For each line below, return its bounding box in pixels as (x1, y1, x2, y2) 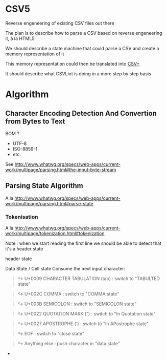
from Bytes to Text (5, 117, 65, 125)
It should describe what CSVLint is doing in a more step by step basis (5, 70, 152, 77)
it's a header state (5, 246, 43, 252)
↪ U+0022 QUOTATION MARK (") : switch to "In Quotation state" (17, 311, 156, 317)
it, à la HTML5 (5, 35, 35, 41)
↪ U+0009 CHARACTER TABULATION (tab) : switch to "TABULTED (17, 276, 160, 282)
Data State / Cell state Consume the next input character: (5, 266, 126, 272)
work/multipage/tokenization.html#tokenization (5, 230, 105, 237)
